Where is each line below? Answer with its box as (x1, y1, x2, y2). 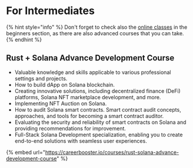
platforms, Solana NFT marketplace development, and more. (14, 93, 161, 100)
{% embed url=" (6, 149, 46, 156)
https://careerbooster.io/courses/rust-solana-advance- (45, 149, 179, 156)
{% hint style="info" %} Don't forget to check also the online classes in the (6, 23, 188, 31)
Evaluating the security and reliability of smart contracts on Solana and (14, 119, 187, 126)
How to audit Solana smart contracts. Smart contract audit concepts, (14, 106, 181, 113)
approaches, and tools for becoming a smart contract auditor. (14, 112, 164, 119)
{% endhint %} (6, 36, 42, 43)
